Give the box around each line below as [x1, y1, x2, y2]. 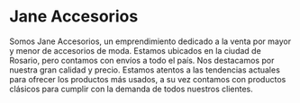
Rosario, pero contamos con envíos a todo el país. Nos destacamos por [9, 55, 275, 65]
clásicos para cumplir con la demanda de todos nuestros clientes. [9, 83, 254, 94]
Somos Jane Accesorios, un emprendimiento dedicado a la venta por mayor [9, 36, 291, 47]
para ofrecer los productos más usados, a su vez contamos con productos [9, 73, 286, 84]
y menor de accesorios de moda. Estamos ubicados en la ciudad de [9, 45, 261, 56]
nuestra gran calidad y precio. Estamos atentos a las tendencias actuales [9, 64, 281, 75]
